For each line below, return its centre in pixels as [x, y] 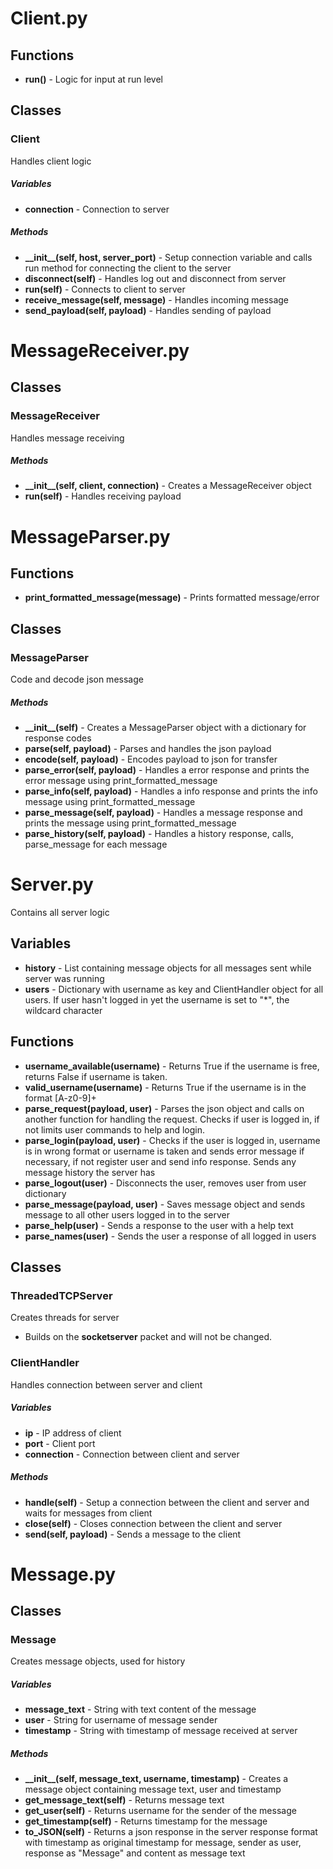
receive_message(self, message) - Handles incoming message [157, 299]
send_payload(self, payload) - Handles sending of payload [148, 310]
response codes [58, 738]
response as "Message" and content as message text [135, 1853]
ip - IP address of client [73, 1433]
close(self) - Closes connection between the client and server [153, 1523]
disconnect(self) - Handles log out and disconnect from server [155, 278]
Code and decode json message [77, 679]
